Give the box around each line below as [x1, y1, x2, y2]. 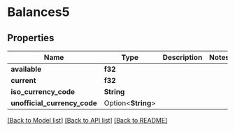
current [10, 76, 36, 85]
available [10, 64, 42, 74]
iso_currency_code [10, 87, 76, 96]
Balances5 [7, 4, 70, 20]
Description [162, 53, 203, 62]
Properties [7, 32, 55, 44]
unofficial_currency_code [10, 98, 98, 108]
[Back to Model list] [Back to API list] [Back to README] [7, 116, 168, 124]
